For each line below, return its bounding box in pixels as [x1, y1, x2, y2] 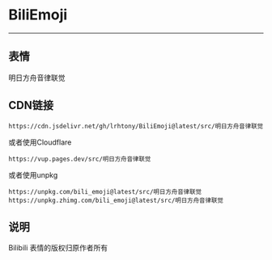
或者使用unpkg [8, 170, 58, 179]
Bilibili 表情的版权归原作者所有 [8, 243, 108, 253]
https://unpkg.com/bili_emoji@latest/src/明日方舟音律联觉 [8, 187, 202, 195]
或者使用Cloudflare [8, 137, 72, 147]
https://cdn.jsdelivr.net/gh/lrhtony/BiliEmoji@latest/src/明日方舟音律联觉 [8, 122, 264, 130]
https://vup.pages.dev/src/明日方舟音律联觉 [8, 155, 151, 163]
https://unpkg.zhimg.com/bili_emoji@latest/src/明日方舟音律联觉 [8, 196, 224, 204]
